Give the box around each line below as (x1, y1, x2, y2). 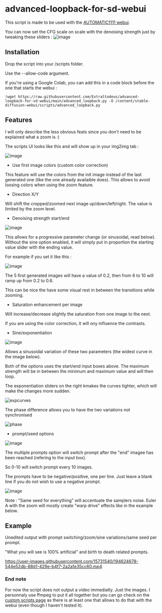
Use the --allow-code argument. (5, 70, 70, 76)
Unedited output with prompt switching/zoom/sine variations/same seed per (5, 534, 157, 540)
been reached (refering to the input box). (5, 454, 87, 460)
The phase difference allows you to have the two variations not (5, 406, 131, 413)
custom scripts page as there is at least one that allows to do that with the (5, 597, 152, 603)
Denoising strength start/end (12, 215, 70, 221)
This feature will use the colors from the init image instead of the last (5, 171, 142, 177)
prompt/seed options (12, 431, 54, 436)
